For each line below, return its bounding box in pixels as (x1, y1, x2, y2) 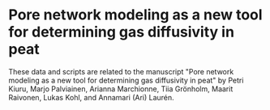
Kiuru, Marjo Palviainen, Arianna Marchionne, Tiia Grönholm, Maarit (8, 83, 234, 94)
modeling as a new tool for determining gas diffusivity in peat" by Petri (8, 75, 244, 85)
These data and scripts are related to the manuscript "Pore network (8, 66, 234, 76)
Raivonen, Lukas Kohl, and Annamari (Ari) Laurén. (8, 92, 174, 102)
